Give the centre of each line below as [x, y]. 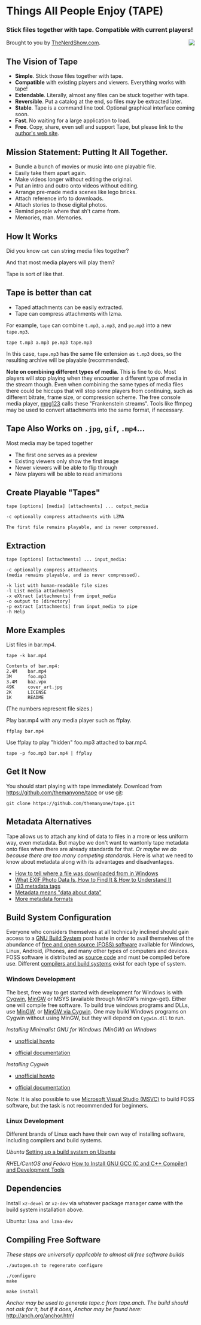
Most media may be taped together [50, 443]
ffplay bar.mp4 [25, 731]
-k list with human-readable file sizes [57, 586]
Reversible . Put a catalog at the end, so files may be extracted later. [98, 102]
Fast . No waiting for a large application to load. [72, 120]
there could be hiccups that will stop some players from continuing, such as [100, 391]
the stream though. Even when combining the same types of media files [95, 384]
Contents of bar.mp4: [33, 666]
